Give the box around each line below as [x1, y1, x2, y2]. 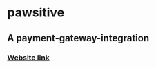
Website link [7, 53, 50, 63]
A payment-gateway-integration [7, 32, 150, 44]
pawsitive [7, 5, 65, 21]
